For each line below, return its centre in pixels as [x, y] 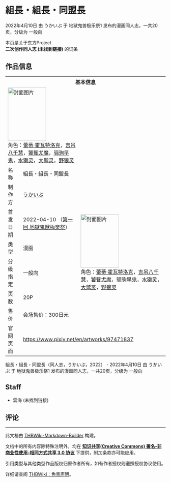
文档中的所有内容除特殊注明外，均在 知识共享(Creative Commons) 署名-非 [83, 446]
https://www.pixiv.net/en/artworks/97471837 [78, 339]
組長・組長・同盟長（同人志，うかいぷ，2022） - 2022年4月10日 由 [76, 365]
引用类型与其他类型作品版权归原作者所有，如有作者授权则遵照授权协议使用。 [85, 464]
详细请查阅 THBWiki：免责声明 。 [39, 474]
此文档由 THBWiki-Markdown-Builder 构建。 [52, 436]
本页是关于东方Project [28, 42]
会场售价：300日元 [46, 315]
